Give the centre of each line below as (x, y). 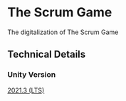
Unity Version (32, 75)
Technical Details (47, 54)
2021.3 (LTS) (26, 90)
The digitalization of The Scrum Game (63, 32)
